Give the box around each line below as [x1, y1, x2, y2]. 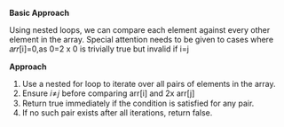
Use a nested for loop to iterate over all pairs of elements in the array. [21, 79, 276, 89]
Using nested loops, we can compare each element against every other [9, 25, 271, 35]
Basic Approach [9, 8, 69, 18]
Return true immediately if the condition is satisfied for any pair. [21, 98, 255, 108]
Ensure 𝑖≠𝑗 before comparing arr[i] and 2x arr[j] [21, 88, 195, 99]
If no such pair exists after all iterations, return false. [21, 107, 213, 118]
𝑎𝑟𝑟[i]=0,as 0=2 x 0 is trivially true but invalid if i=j [9, 44, 189, 54]
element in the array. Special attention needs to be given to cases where [9, 35, 273, 44]
